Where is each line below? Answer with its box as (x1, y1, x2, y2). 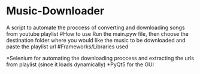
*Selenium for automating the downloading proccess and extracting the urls (6, 54, 195, 61)
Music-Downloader (6, 4, 105, 18)
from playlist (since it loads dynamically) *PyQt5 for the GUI (6, 61, 154, 68)
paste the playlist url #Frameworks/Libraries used (6, 43, 129, 50)
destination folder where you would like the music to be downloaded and (6, 36, 186, 44)
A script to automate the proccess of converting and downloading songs (6, 24, 185, 31)
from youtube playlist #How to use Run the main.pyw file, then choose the (6, 30, 189, 37)
